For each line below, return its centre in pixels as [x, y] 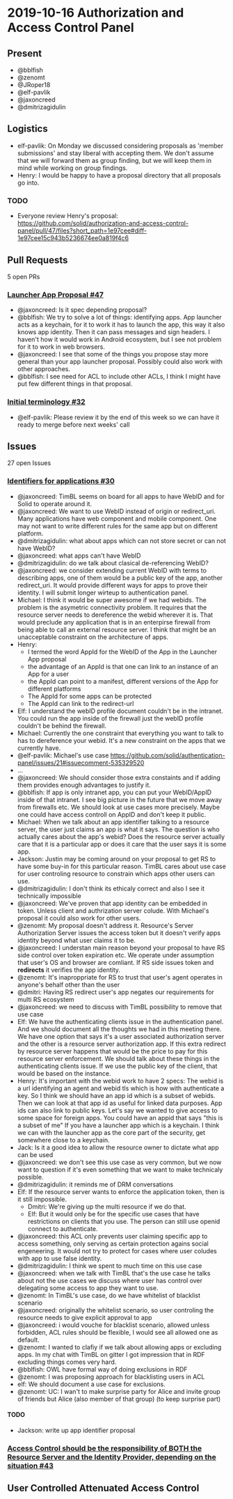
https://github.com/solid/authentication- [168, 755]
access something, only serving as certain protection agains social [113, 1243]
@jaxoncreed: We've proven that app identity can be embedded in [112, 903]
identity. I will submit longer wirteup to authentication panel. [103, 592]
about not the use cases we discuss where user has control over [110, 1280]
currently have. [39, 748]
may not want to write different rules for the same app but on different [117, 526]
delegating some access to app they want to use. [88, 1288]
